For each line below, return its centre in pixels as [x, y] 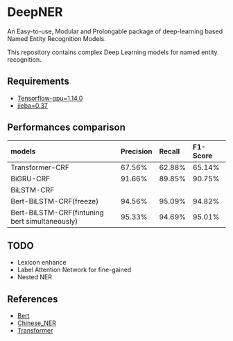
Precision [136, 151]
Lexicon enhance [42, 263]
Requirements [38, 82]
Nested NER [34, 277]
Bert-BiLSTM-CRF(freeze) [55, 201]
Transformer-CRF [40, 167]
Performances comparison [67, 127]
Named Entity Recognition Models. [57, 38]
